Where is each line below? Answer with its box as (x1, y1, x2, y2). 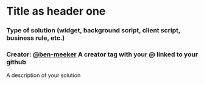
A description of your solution (6, 72, 81, 79)
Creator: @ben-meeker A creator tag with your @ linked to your (6, 50, 199, 59)
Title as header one (6, 4, 106, 18)
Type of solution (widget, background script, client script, (6, 26, 181, 35)
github (6, 58, 26, 67)
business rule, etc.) (6, 34, 65, 42)
